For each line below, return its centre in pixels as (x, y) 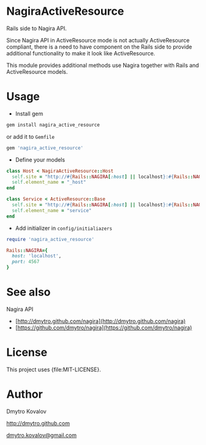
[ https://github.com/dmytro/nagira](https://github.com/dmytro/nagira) (104, 328)
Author (25, 394)
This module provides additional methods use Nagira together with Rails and (103, 65)
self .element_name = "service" (52, 210)
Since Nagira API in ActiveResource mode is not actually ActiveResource (98, 40)
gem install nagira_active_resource (53, 125)
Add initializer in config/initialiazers (63, 228)
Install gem (29, 113)
